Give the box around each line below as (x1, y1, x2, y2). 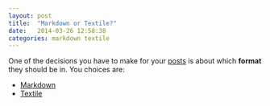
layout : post (8, 11, 52, 20)
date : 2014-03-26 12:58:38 (8, 26, 106, 35)
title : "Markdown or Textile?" (8, 19, 117, 27)
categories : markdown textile (8, 34, 110, 43)
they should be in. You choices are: (8, 65, 125, 75)
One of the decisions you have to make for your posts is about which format (8, 56, 262, 66)
